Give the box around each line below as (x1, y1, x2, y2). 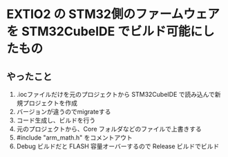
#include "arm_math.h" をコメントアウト (16, 133, 133, 142)
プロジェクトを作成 (22, 99, 77, 107)
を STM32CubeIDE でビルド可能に (6, 24, 203, 39)
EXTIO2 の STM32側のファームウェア (6, 6, 220, 22)
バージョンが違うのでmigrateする (16, 108, 111, 116)
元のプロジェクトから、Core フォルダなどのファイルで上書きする (16, 125, 202, 133)
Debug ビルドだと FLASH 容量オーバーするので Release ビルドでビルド (16, 142, 220, 150)
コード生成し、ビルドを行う (16, 116, 96, 124)
